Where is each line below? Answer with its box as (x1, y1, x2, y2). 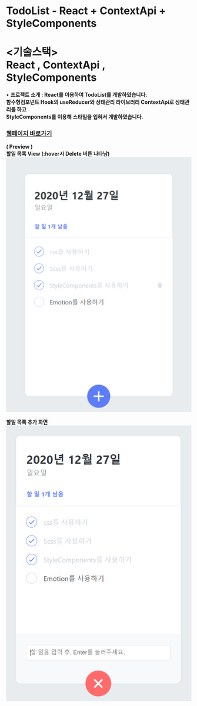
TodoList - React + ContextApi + (6, 4, 166, 18)
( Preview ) (6, 143, 33, 150)
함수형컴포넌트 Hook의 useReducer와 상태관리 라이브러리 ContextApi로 (6, 98, 175, 106)
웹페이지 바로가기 (6, 130, 52, 138)
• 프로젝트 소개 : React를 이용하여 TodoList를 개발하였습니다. (6, 91, 148, 98)
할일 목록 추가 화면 (6, 418, 48, 425)
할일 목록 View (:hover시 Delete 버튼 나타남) (6, 150, 110, 157)
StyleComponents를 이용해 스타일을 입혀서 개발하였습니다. (6, 113, 143, 120)
